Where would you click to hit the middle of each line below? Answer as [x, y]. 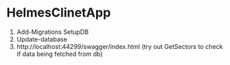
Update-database [42, 39]
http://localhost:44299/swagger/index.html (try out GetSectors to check [120, 46]
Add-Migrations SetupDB [52, 32]
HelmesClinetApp [59, 13]
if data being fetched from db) [60, 54]
